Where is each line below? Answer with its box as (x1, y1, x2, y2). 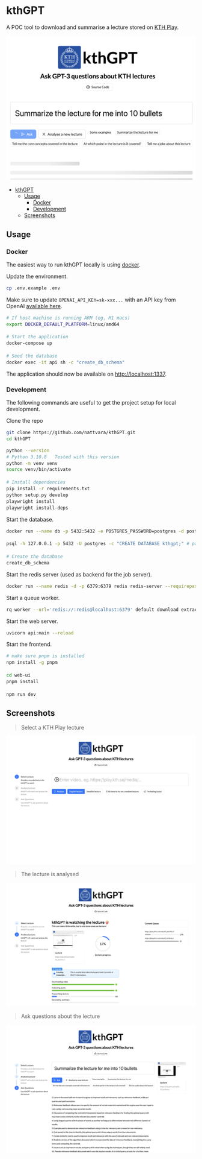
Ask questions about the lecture (20, 1012, 100, 1020)
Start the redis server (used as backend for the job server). (6, 570, 152, 578)
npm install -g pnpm (6, 660, 58, 666)
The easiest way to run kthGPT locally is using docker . (6, 261, 141, 268)
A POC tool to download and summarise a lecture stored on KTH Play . (6, 24, 179, 31)
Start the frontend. (6, 640, 52, 648)
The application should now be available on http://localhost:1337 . (6, 370, 167, 377)
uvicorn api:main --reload (6, 630, 74, 636)
